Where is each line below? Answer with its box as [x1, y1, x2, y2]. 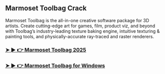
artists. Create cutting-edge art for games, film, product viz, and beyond [5, 23, 155, 29]
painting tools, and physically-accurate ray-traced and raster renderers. [5, 33, 154, 39]
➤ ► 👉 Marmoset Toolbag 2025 [5, 46, 87, 53]
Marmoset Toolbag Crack [5, 4, 87, 13]
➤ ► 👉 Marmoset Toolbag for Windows [5, 62, 105, 69]
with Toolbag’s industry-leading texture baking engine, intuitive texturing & [5, 28, 160, 34]
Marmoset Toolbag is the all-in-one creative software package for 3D [5, 17, 150, 23]
